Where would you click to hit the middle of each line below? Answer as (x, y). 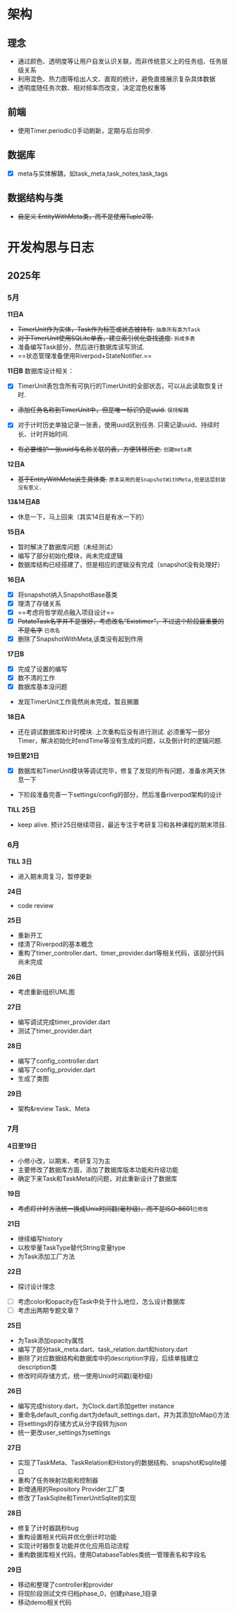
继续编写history (40, 1239)
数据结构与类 (35, 198)
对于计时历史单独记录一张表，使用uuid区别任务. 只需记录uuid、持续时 (119, 425)
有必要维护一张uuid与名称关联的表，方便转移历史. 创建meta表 (105, 449)
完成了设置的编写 (42, 669)
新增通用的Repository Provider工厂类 (71, 1489)
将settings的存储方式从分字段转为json (72, 1423)
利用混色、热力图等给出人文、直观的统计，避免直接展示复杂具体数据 (116, 79)
